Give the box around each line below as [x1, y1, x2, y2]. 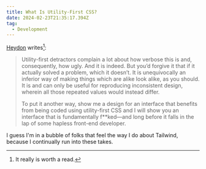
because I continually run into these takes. [6, 138, 113, 145]
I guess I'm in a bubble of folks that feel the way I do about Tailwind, [6, 131, 178, 138]
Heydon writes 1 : [6, 43, 47, 51]
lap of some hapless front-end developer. [21, 119, 126, 127]
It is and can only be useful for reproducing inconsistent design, [21, 81, 183, 89]
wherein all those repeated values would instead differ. [21, 88, 160, 96]
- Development [12, 26, 48, 32]
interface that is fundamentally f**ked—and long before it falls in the [21, 113, 194, 120]
